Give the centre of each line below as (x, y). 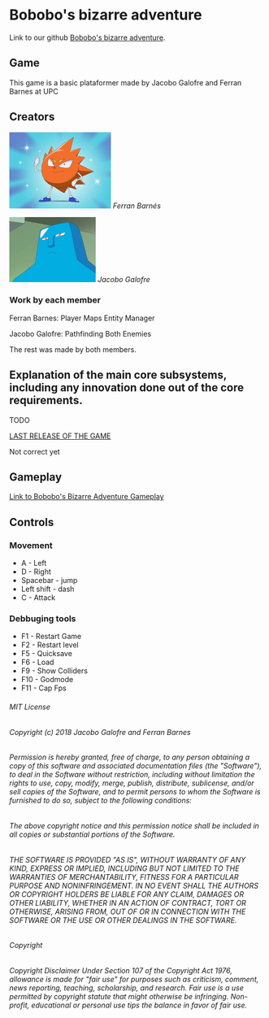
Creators (32, 117)
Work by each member (55, 300)
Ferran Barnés (137, 206)
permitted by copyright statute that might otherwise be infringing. (119, 996)
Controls (32, 522)
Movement (31, 545)
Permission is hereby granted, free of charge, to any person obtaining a (130, 757)
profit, (20, 1005)
